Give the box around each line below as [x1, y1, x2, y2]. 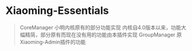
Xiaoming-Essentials [5, 4, 109, 17]
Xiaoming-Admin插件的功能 [19, 38, 86, 45]
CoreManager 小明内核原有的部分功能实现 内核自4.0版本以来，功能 [19, 24, 181, 31]
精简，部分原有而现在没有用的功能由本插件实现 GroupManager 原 [25, 31, 182, 38]
